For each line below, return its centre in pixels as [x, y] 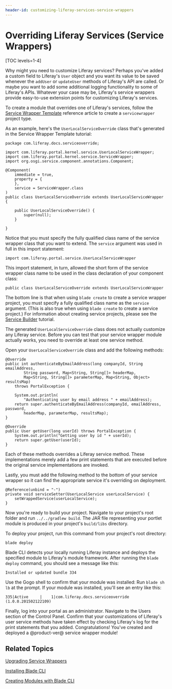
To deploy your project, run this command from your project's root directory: [86, 533]
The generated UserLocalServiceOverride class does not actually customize [85, 329]
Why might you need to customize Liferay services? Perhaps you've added [84, 70]
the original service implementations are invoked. [57, 465]
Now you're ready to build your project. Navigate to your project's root [79, 512]
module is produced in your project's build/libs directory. [67, 524]
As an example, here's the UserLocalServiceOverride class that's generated [85, 128]
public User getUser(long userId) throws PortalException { [71, 431]
